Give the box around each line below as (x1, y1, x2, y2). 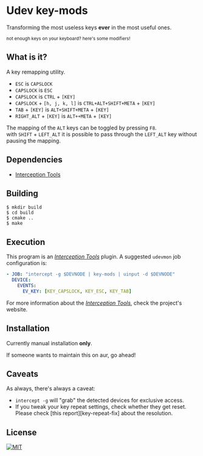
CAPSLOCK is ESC (15, 86, 53, 94)
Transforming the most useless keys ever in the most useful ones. (6, 24, 172, 31)
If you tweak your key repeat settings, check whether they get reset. (15, 403, 187, 410)
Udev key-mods (6, 4, 88, 18)
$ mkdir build (6, 204, 43, 210)
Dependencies (6, 154, 63, 165)
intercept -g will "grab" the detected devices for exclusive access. (15, 396, 184, 404)
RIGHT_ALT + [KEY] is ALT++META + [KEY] (15, 112, 112, 119)
